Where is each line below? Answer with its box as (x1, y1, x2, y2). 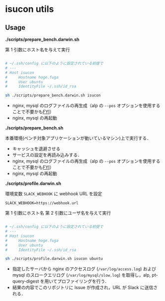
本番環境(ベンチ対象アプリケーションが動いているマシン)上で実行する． (5, 135, 151, 141)
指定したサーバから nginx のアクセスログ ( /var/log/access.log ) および (12, 266, 157, 272)
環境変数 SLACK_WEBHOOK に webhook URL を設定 (5, 191, 103, 197)
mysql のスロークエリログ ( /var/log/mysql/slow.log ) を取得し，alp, (12, 272, 151, 278)
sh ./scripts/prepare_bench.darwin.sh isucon (5, 93, 101, 98)
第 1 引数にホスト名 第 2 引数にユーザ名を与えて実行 (5, 210, 111, 216)
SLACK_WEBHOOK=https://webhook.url (5, 201, 79, 206)
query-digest (12, 278, 39, 284)
